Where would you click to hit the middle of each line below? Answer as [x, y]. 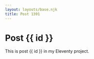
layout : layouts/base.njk [31, 9]
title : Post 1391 [23, 14]
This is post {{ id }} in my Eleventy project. [47, 51]
